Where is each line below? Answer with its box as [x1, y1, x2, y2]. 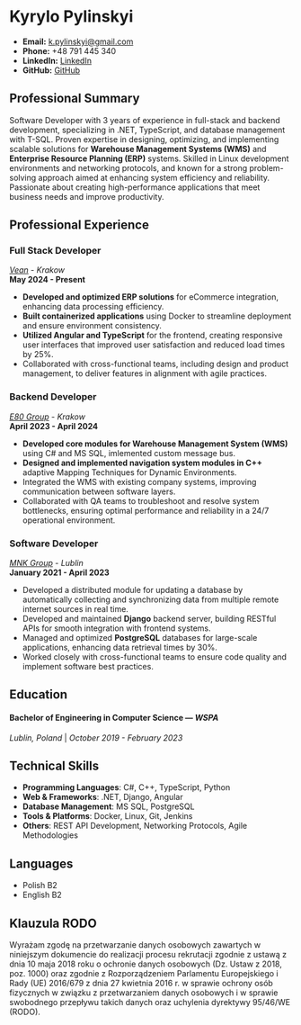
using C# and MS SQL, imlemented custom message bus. [22, 447, 236, 458]
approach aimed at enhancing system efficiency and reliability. [38, 172, 270, 183]
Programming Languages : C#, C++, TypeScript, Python [22, 782, 231, 793]
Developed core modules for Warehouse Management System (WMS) [22, 438, 288, 449]
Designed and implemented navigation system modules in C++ [22, 457, 262, 468]
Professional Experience [9, 218, 150, 233]
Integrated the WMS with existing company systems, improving [22, 476, 257, 487]
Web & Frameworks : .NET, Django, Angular [22, 792, 183, 803]
